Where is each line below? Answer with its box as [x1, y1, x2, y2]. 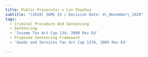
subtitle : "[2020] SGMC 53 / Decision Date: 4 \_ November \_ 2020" [5, 12, 143, 17]
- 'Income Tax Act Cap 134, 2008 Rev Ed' [10, 30, 98, 35]
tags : [5, 16, 17, 21]
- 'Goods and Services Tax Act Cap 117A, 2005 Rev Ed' [10, 40, 128, 45]
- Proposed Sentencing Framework [10, 35, 80, 40]
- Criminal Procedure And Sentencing [10, 21, 89, 26]
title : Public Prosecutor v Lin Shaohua [5, 7, 92, 12]
